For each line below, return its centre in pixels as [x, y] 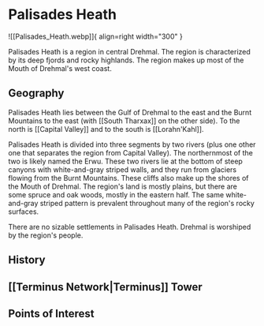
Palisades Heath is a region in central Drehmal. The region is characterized [129, 51]
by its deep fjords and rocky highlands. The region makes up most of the [126, 60]
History [27, 260]
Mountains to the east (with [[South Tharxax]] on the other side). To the [124, 121]
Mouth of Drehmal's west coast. [60, 68]
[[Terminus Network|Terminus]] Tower [105, 287]
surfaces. [24, 212]
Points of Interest [51, 313]
